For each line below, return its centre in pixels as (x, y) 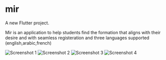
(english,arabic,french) (28, 43)
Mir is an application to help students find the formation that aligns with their (83, 32)
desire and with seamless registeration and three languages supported (77, 38)
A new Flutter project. (27, 23)
